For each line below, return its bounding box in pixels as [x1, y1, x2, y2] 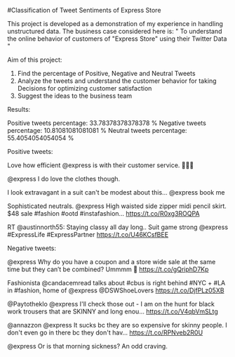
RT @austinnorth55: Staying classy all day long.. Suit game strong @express [7, 223, 229, 231]
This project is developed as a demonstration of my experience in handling [7, 20, 223, 27]
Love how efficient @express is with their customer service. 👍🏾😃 [7, 161, 194, 169]
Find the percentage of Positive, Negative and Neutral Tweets [17, 70, 196, 77]
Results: [7, 105, 31, 113]
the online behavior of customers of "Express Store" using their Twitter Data [7, 34, 227, 43]
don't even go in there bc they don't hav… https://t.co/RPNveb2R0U [7, 328, 203, 337]
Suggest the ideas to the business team [17, 91, 133, 100]
